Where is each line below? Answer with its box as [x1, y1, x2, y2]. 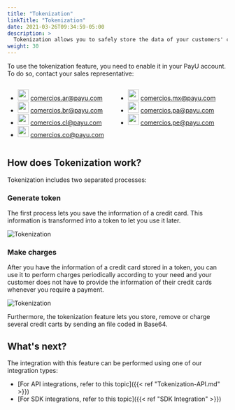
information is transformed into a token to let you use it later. [7, 216, 181, 225]
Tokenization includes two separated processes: [7, 176, 147, 184]
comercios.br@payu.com [30, 106, 104, 114]
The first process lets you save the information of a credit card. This [7, 209, 203, 218]
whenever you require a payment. [7, 285, 105, 294]
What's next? [7, 340, 67, 352]
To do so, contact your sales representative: [7, 69, 134, 78]
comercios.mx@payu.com [140, 94, 216, 102]
